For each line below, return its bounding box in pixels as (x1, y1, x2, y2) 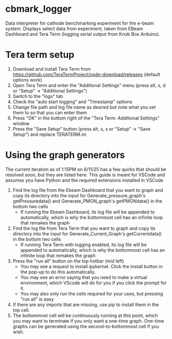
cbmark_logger (5, 3, 72, 15)
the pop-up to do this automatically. (20, 269, 96, 275)
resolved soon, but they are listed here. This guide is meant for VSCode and (5, 171, 165, 177)
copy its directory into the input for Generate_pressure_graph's (12, 192, 146, 198)
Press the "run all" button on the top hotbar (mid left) (12, 257, 124, 264)
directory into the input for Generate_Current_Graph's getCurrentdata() (12, 230, 162, 236)
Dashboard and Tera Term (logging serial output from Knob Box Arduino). (5, 31, 160, 37)
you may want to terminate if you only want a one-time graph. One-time (12, 317, 164, 324)
